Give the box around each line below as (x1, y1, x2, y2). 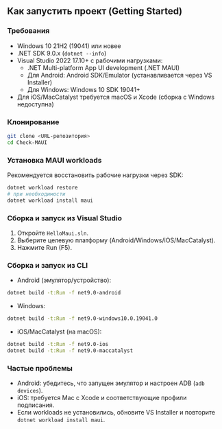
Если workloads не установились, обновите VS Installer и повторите (16, 408, 216, 417)
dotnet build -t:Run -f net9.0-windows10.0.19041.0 (7, 315, 158, 322)
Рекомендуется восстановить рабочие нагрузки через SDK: (7, 171, 184, 179)
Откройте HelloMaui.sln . (16, 229, 89, 237)
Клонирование (7, 117, 60, 126)
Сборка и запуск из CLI (7, 260, 88, 270)
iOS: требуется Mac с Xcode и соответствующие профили (16, 394, 187, 402)
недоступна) (16, 100, 55, 108)
